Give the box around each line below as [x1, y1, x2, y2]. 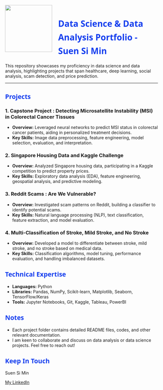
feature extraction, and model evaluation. [12, 217, 95, 223]
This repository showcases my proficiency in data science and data [5, 63, 140, 69]
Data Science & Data [58, 17, 144, 30]
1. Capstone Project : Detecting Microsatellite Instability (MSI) [5, 107, 153, 114]
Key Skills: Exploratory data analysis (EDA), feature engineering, [12, 173, 141, 179]
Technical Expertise [5, 270, 66, 279]
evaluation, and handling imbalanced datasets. [12, 256, 105, 261]
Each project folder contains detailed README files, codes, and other [12, 327, 151, 333]
